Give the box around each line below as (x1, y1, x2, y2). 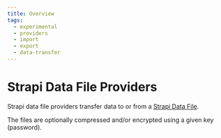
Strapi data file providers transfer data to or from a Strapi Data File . (7, 102, 199, 110)
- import (13, 36, 39, 43)
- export (13, 43, 39, 49)
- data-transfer (13, 49, 61, 56)
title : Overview (7, 10, 54, 17)
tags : (7, 17, 23, 24)
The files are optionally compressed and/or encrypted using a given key (7, 116, 214, 124)
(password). (7, 123, 42, 131)
